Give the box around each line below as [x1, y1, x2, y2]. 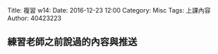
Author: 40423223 [7, 14, 62, 22]
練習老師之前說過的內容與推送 [7, 36, 138, 48]
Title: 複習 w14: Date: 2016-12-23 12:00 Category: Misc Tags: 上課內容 [7, 6, 211, 14]
